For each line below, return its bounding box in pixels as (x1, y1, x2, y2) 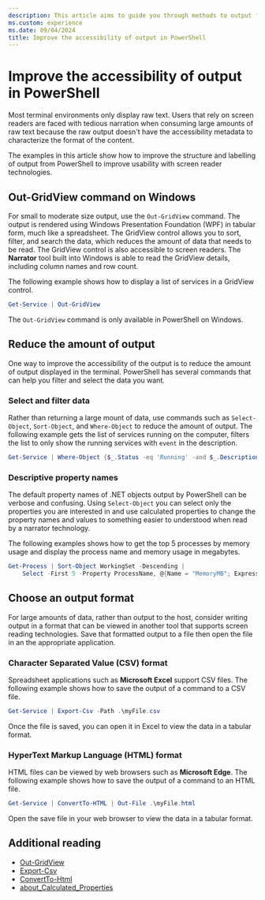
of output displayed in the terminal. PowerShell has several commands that (8, 367, 252, 376)
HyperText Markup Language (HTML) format (8, 749, 183, 760)
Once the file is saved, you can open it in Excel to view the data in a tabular (8, 721, 252, 730)
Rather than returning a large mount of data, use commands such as (8, 413, 230, 422)
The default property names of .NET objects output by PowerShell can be (8, 490, 247, 499)
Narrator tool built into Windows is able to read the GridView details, (8, 253, 230, 263)
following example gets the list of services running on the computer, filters (8, 429, 250, 439)
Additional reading (8, 837, 101, 850)
